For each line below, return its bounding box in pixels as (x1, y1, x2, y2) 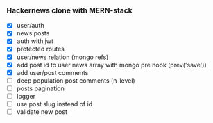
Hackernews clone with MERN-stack (6, 6, 133, 15)
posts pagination (16, 84, 65, 92)
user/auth (16, 22, 44, 30)
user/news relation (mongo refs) (16, 53, 109, 61)
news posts (16, 29, 50, 38)
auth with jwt (16, 37, 53, 45)
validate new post (16, 107, 67, 116)
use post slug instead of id (16, 99, 93, 108)
